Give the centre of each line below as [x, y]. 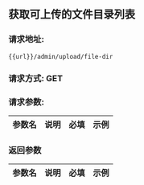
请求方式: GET [35, 78]
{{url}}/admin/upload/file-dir [61, 56]
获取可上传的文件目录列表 [72, 14]
